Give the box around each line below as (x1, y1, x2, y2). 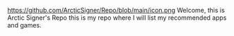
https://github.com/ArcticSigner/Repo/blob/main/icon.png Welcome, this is (7, 6, 225, 14)
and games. (7, 21, 42, 29)
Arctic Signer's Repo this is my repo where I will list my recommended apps (7, 13, 227, 22)
